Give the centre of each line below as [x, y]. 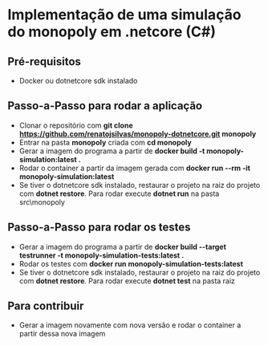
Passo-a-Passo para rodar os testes [99, 228]
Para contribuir [46, 306]
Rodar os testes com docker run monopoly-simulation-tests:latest [131, 263]
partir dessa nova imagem [62, 334]
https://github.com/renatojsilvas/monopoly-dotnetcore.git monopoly [138, 133]
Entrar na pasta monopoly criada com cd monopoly [105, 142]
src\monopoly [42, 201]
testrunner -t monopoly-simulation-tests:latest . [102, 255]
